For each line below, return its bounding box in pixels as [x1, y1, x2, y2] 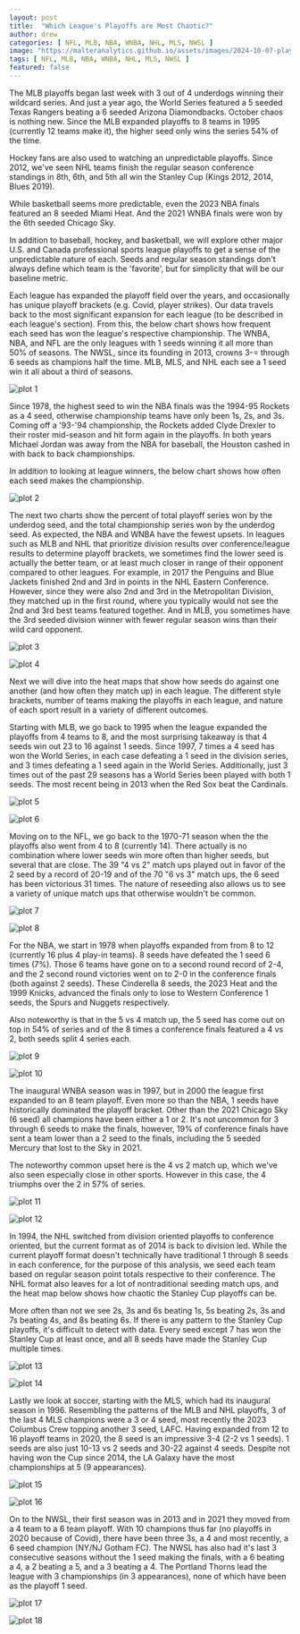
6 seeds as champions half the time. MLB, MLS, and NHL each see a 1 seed [9, 356, 287, 367]
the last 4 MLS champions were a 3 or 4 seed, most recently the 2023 [9, 1414, 267, 1425]
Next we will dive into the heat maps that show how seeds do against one [9, 676, 279, 686]
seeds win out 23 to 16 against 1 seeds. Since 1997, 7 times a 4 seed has [9, 740, 275, 752]
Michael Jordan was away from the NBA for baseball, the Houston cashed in [9, 438, 290, 449]
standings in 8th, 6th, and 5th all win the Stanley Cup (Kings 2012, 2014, [9, 171, 274, 182]
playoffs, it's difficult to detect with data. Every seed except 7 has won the [9, 1323, 281, 1334]
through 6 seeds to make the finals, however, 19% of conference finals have [9, 1123, 288, 1134]
